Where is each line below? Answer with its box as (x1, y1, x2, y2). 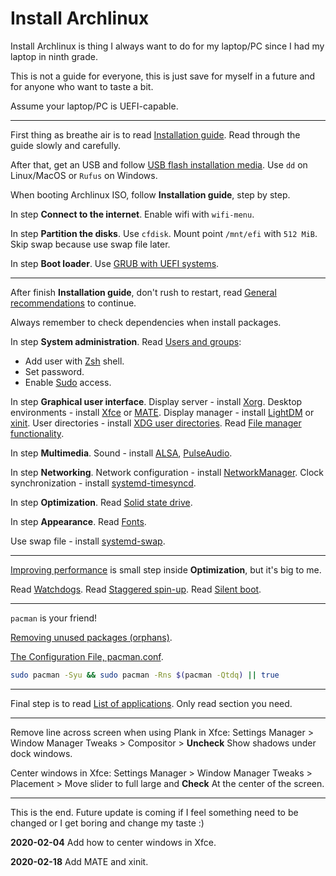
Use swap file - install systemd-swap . (10, 535, 166, 547)
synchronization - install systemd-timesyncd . (10, 477, 197, 489)
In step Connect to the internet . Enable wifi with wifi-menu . (10, 208, 255, 220)
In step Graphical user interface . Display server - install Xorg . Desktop (10, 395, 303, 407)
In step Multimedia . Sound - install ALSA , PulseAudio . (10, 447, 233, 459)
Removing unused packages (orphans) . (10, 631, 173, 643)
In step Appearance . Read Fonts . (10, 515, 147, 527)
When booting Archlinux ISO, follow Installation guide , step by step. (10, 188, 291, 201)
